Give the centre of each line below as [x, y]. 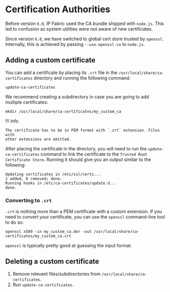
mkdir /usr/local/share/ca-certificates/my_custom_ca [63, 111]
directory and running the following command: [82, 78]
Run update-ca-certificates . [43, 284]
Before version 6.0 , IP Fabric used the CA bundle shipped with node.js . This [84, 23]
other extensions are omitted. [38, 139]
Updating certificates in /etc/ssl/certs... [53, 174]
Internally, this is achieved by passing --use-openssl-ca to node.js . [75, 44]
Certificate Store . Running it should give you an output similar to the [78, 160]
